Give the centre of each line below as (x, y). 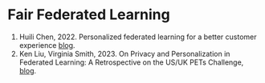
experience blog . (47, 45)
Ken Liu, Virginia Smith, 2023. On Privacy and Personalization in (124, 53)
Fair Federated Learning (89, 15)
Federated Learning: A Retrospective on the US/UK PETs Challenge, (131, 62)
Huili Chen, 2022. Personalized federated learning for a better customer (138, 37)
